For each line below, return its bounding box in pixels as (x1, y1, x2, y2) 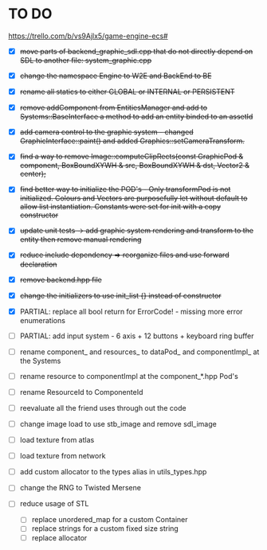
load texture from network (19, 451, 106, 461)
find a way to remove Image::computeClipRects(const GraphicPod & (19, 152, 244, 162)
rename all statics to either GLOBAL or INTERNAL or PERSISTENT (19, 87, 235, 96)
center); (19, 169, 46, 179)
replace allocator (31, 532, 88, 542)
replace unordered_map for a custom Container (31, 515, 189, 525)
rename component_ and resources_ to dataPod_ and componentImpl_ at (19, 347, 260, 357)
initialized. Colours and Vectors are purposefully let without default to (19, 193, 248, 203)
